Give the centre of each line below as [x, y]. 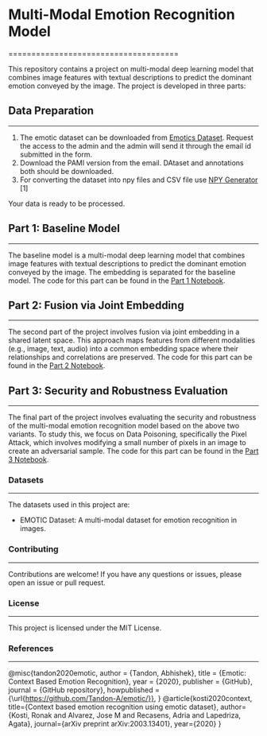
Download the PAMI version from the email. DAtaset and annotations [132, 163]
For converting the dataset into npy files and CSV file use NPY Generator [139, 180]
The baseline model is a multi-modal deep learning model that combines [127, 255]
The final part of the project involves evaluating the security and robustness [132, 417]
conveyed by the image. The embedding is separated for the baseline [122, 272]
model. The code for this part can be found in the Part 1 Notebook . [117, 281]
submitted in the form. [56, 154]
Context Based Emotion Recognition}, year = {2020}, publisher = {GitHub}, [130, 682]
